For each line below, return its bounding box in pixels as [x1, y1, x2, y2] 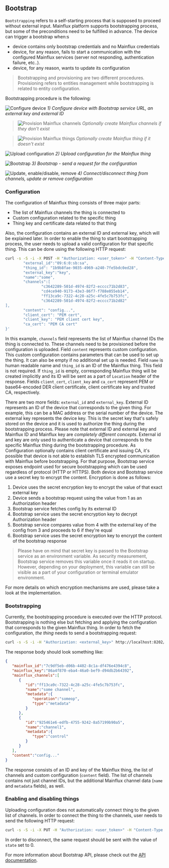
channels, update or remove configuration [5, 176, 93, 182]
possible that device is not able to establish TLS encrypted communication [5, 453, 160, 459]
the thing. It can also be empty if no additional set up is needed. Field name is [5, 357, 163, 363]
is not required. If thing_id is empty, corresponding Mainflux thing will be [5, 368, 157, 374]
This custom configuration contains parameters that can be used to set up [5, 352, 159, 358]
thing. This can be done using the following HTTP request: [5, 246, 126, 252]
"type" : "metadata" [32, 701, 71, 706]
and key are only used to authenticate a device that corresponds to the [5, 437, 152, 443]
